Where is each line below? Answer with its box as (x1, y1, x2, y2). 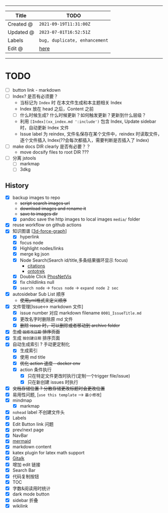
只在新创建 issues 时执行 (27, 379, 78, 385)
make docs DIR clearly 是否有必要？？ (12, 143, 91, 149)
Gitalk (12, 455, 25, 461)
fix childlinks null (19, 279, 54, 285)
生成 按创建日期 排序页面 (12, 335, 60, 341)
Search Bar (12, 467, 36, 473)
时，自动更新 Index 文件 (19, 125, 69, 131)
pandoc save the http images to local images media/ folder (19, 216, 140, 222)
